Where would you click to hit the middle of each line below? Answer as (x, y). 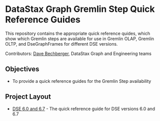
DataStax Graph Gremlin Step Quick (80, 9)
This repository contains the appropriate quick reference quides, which (78, 33)
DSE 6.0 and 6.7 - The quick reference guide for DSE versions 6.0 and (83, 109)
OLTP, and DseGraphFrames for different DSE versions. (61, 44)
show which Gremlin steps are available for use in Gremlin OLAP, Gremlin (80, 39)
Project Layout (28, 97)
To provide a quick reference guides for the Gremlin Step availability (82, 81)
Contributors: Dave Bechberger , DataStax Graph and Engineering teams (79, 54)
